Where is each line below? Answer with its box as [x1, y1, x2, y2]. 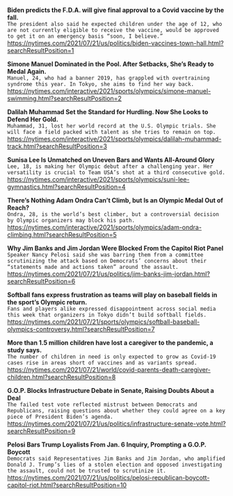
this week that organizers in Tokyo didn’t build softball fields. [7, 311, 207, 318]
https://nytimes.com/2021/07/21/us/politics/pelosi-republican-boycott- [7, 474, 210, 481]
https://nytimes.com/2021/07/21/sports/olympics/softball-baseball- [7, 318, 200, 326]
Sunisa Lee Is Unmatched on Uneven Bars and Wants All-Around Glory [7, 156, 215, 164]
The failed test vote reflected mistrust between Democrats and [7, 401, 198, 408]
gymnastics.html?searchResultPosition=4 [7, 183, 126, 191]
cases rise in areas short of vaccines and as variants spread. [7, 359, 198, 366]
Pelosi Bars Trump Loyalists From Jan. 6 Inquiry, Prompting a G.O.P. [7, 440, 207, 449]
